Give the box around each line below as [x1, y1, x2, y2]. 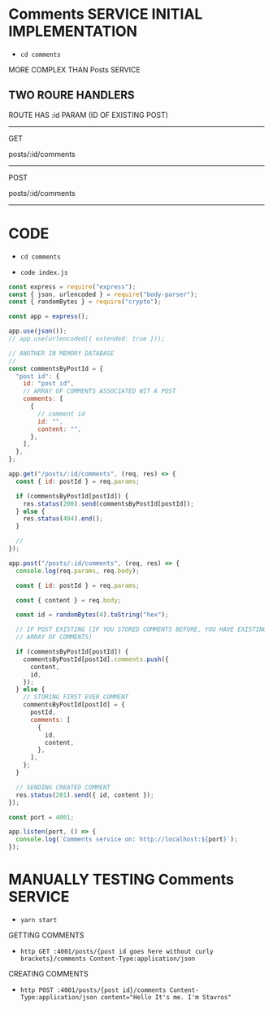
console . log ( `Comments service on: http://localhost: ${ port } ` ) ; [15, 835, 238, 844]
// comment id [37, 410, 85, 418]
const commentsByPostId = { [8, 364, 104, 372]
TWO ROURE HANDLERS [8, 89, 136, 102]
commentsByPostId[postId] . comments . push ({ [23, 655, 169, 663]
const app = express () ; [8, 312, 89, 321]
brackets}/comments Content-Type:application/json [19, 955, 196, 963]
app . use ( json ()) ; [8, 327, 67, 336]
